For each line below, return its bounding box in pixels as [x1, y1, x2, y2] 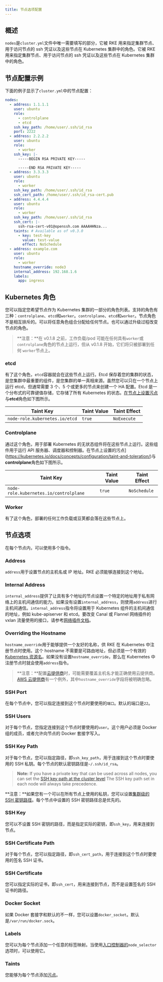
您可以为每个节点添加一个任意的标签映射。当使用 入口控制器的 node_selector [5, 942, 157, 948]
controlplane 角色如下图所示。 [5, 459, 65, 465]
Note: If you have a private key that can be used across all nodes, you [16, 770, 157, 776]
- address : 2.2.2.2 [9, 134, 49, 139]
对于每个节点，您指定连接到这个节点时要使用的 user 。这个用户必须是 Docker [5, 725, 157, 730]
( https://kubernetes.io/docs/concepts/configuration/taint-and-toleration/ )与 [5, 453, 156, 459]
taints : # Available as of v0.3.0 [14, 228, 83, 234]
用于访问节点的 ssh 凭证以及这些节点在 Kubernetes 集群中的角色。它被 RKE [5, 46, 156, 52]
